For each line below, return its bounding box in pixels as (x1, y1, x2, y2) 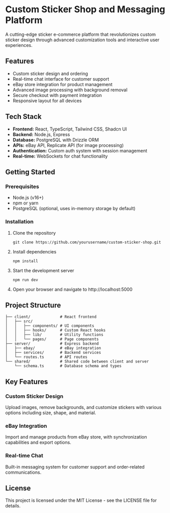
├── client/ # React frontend (5, 315, 97, 320)
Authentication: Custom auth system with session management (12, 147, 148, 153)
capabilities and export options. (5, 440, 71, 446)
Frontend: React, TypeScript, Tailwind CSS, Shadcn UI (12, 126, 127, 132)
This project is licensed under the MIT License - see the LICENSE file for (5, 497, 157, 503)
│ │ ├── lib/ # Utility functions (5, 332, 103, 338)
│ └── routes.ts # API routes (5, 354, 88, 360)
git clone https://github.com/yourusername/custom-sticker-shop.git (12, 240, 161, 245)
